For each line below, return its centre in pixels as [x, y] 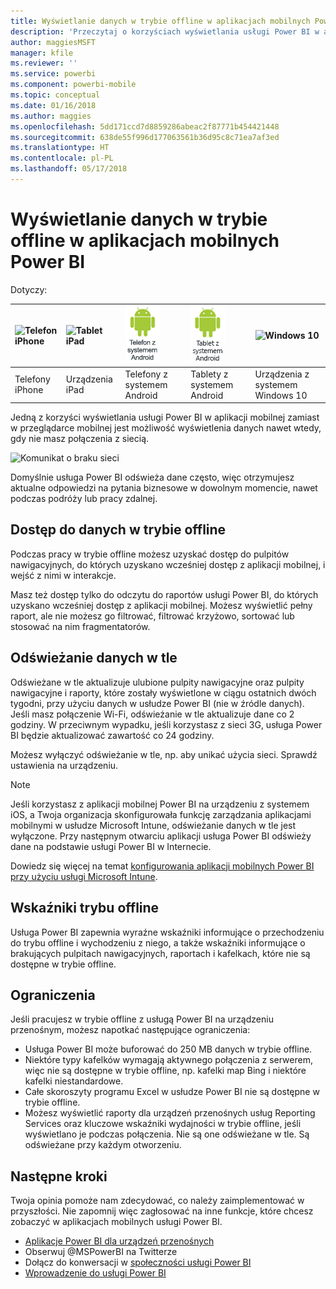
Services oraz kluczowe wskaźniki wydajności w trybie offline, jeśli [163, 1124]
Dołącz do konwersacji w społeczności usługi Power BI [138, 1262]
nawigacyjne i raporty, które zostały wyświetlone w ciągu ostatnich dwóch [163, 692]
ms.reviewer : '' [44, 63]
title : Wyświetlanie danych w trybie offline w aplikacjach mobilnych [160, 21]
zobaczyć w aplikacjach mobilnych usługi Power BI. [116, 1222]
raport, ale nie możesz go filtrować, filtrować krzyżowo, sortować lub [152, 616]
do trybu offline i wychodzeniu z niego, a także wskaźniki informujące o [158, 942]
